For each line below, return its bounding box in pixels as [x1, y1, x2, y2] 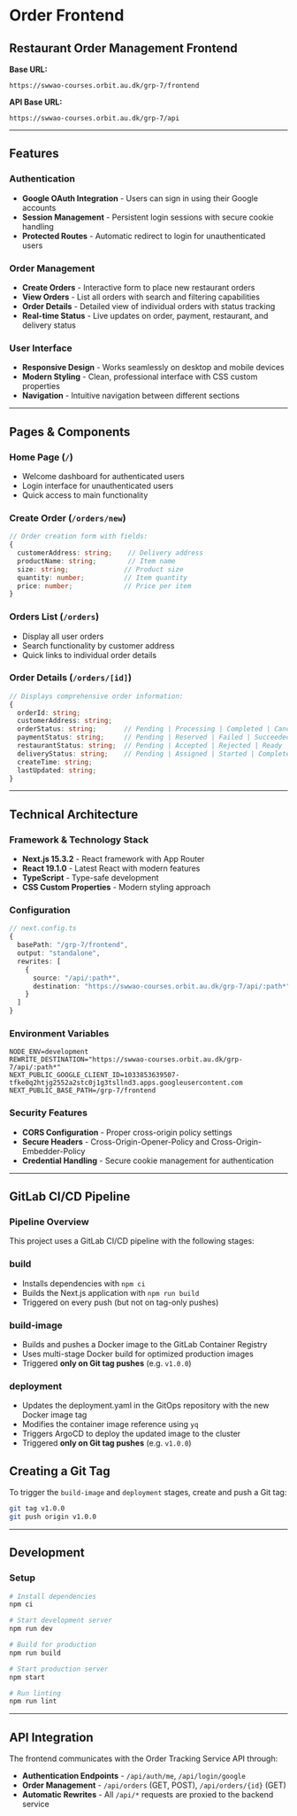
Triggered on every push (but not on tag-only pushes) [21, 1297, 219, 1308]
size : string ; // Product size [17, 564, 184, 574]
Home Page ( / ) [9, 451, 73, 463]
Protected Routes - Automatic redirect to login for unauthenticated [21, 230, 266, 241]
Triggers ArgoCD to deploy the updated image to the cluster [21, 1428, 241, 1440]
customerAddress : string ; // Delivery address [17, 548, 203, 558]
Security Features [9, 1106, 88, 1119]
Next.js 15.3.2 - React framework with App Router [21, 854, 205, 865]
